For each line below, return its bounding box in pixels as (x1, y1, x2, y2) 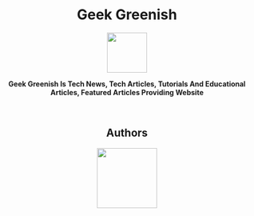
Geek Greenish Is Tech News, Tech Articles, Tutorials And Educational (8, 78, 246, 89)
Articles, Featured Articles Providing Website (50, 87, 204, 97)
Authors (105, 126, 149, 140)
